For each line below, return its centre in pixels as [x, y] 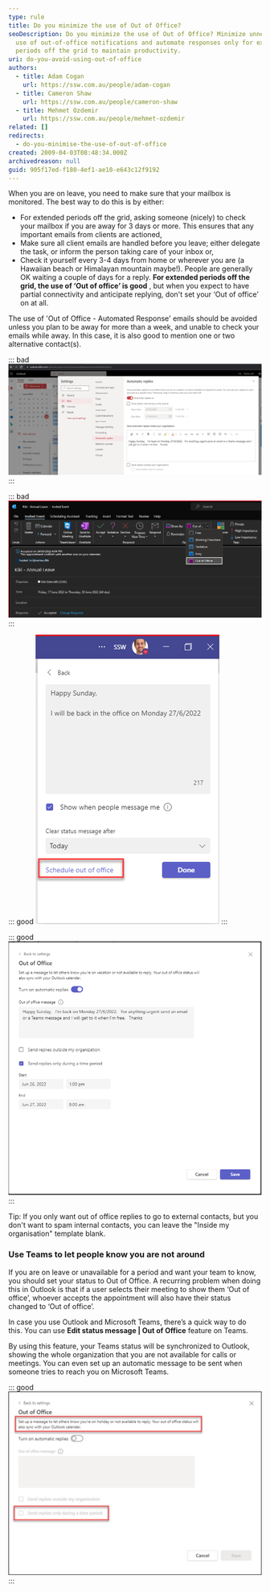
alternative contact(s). [45, 344]
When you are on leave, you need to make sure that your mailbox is [120, 194]
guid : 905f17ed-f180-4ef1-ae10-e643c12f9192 [84, 170]
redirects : [27, 136]
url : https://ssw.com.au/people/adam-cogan [97, 84]
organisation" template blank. [57, 1233]
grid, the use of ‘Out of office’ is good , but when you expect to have [135, 286]
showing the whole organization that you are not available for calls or [123, 1354]
